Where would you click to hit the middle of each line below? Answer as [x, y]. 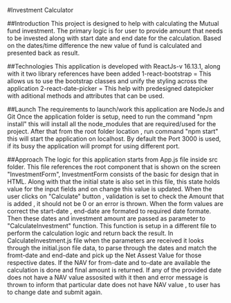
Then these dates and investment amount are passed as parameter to [107, 218]
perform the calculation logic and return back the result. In [90, 233]
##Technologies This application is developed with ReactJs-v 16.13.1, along [114, 66]
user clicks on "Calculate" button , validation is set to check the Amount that [115, 196]
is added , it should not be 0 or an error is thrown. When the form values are [115, 204]
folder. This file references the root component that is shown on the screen [114, 167]
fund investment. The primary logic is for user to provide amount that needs [115, 31]
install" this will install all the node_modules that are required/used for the [112, 124]
